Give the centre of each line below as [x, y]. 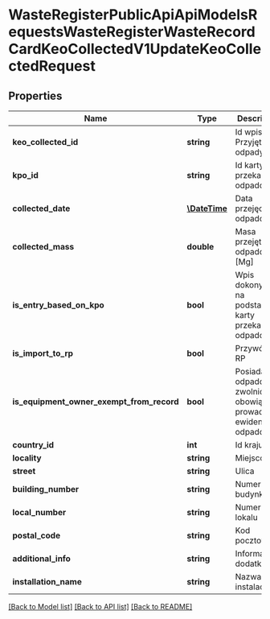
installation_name [47, 582]
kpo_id [25, 175]
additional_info [41, 559]
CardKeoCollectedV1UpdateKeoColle [135, 49]
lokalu [247, 517]
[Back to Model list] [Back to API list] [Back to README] [100, 607]
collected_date [41, 208]
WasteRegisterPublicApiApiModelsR [133, 15]
